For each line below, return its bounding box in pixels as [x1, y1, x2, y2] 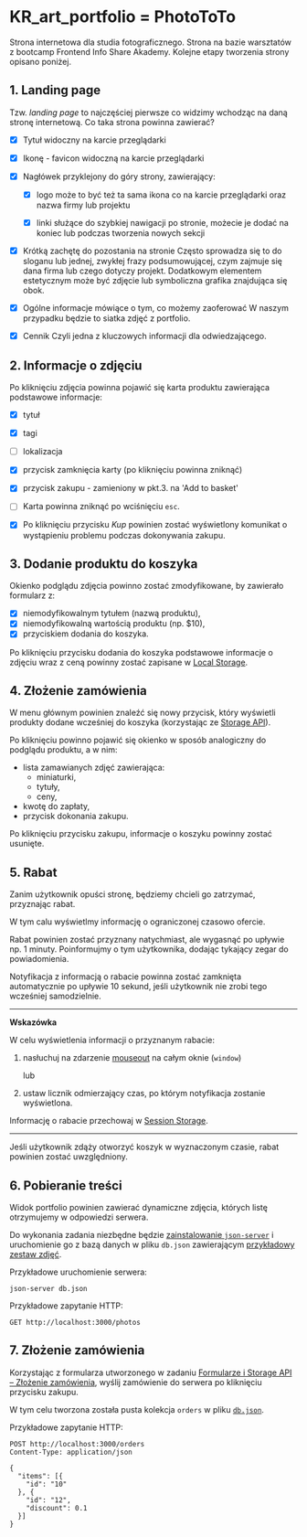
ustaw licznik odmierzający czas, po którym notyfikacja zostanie [22, 1088, 266, 1099]
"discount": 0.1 [26, 1503, 89, 1512]
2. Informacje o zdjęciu [9, 358, 143, 373]
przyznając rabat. [9, 899, 76, 910]
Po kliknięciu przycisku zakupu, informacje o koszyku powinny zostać [9, 828, 272, 839]
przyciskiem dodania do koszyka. [22, 628, 149, 639]
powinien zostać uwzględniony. [9, 1151, 128, 1162]
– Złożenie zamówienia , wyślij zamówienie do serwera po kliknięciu [9, 1376, 262, 1387]
